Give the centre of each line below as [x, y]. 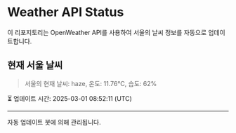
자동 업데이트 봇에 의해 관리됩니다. [54, 122]
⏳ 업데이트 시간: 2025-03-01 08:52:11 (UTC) [70, 98]
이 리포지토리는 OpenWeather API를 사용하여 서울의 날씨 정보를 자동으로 [107, 32]
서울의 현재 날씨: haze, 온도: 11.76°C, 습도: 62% [91, 83]
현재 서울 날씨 [35, 65]
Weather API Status [66, 12]
